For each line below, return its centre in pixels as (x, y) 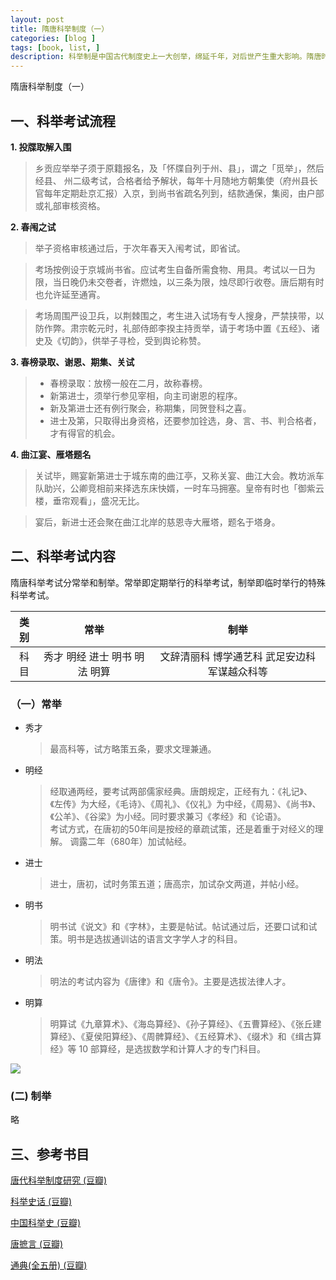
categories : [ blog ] (53, 38)
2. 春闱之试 (33, 227)
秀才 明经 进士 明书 (87, 656)
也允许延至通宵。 (70, 294)
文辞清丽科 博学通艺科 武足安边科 (237, 656)
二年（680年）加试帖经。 (139, 842)
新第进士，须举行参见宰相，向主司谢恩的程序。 (146, 395)
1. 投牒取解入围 (41, 147)
